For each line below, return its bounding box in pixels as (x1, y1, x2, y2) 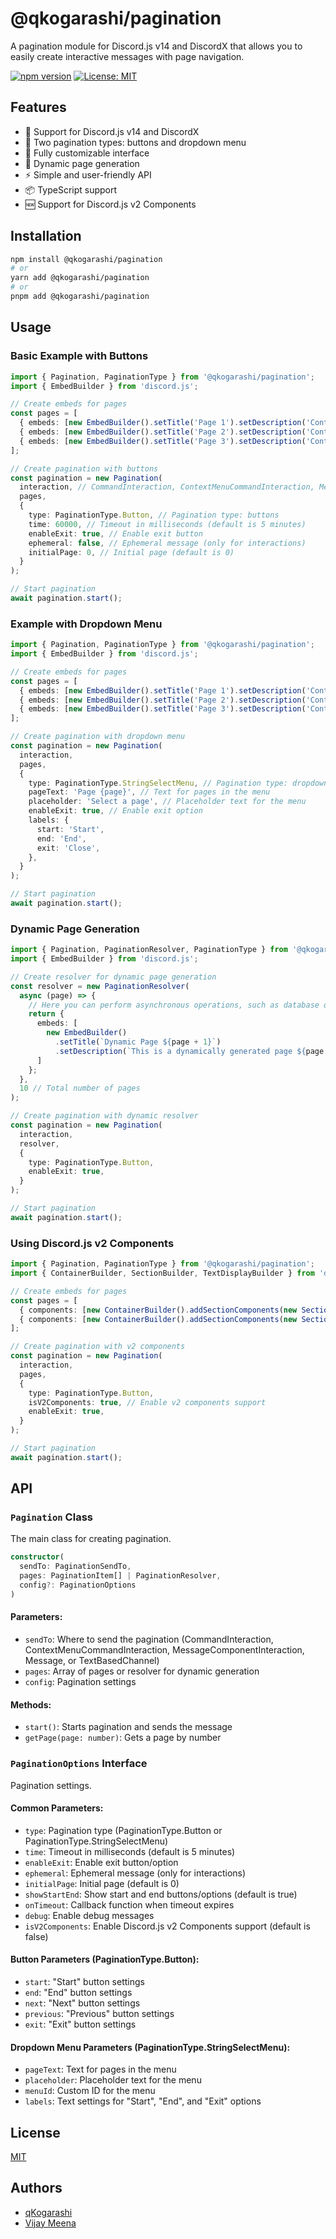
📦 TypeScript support (24, 183, 118, 196)
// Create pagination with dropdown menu (10, 732, 186, 742)
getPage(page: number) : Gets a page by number (24, 1732, 222, 1744)
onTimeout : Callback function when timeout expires (24, 1898, 235, 1911)
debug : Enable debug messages (24, 1909, 155, 1921)
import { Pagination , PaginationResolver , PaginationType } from (10, 945, 288, 955)
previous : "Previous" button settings (24, 2007, 175, 2019)
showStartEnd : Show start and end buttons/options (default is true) (24, 1888, 298, 1900)
